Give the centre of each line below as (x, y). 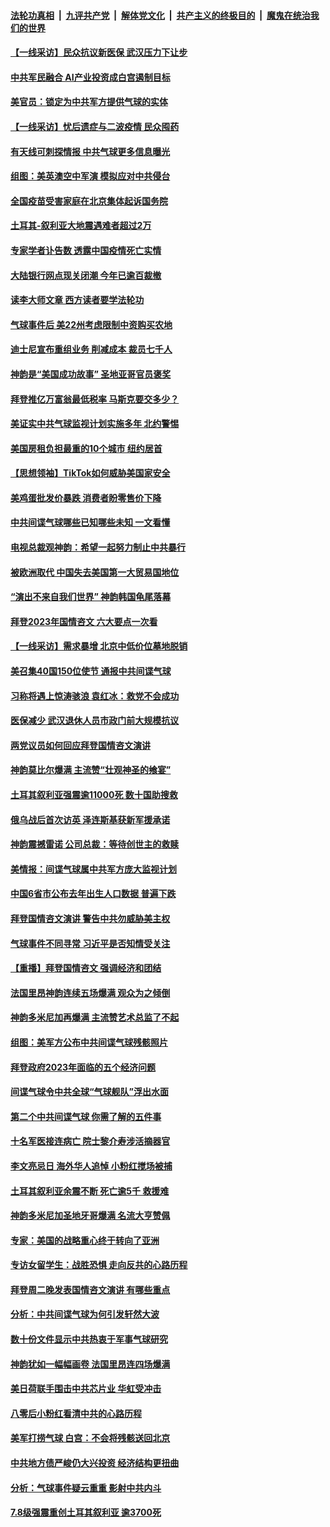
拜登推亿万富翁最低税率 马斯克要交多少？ (95, 399)
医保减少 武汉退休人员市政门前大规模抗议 (95, 721)
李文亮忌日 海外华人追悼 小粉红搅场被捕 (91, 1166)
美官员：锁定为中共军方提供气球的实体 (89, 102)
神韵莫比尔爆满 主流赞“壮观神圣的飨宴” (91, 770)
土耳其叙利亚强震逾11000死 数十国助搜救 (94, 794)
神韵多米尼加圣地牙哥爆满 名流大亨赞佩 (90, 1216)
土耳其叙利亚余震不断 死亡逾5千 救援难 (90, 1191)
